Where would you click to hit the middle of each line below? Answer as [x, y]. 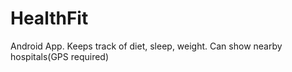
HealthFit [49, 18]
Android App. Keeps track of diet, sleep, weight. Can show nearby [146, 46]
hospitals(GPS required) [60, 56]
